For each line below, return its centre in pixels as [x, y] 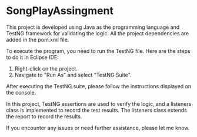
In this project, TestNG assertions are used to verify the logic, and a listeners [99, 103]
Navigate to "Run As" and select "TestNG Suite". [73, 75]
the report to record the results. [44, 116]
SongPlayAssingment [60, 11]
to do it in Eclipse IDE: [32, 57]
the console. [21, 92]
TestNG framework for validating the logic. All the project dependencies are [98, 33]
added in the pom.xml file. [38, 39]
